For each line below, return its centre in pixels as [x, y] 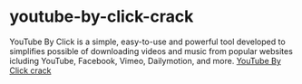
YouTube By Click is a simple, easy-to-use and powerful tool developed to [147, 42]
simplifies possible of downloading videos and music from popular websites [151, 51]
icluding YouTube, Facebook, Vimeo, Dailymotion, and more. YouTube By [145, 61]
